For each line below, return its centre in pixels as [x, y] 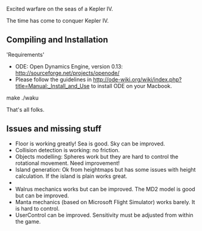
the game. [28, 221]
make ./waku [22, 98]
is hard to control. [37, 208]
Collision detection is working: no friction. [67, 150]
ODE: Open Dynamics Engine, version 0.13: [69, 66]
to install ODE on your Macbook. [131, 86]
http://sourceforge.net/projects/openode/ [67, 73]
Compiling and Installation [57, 40]
